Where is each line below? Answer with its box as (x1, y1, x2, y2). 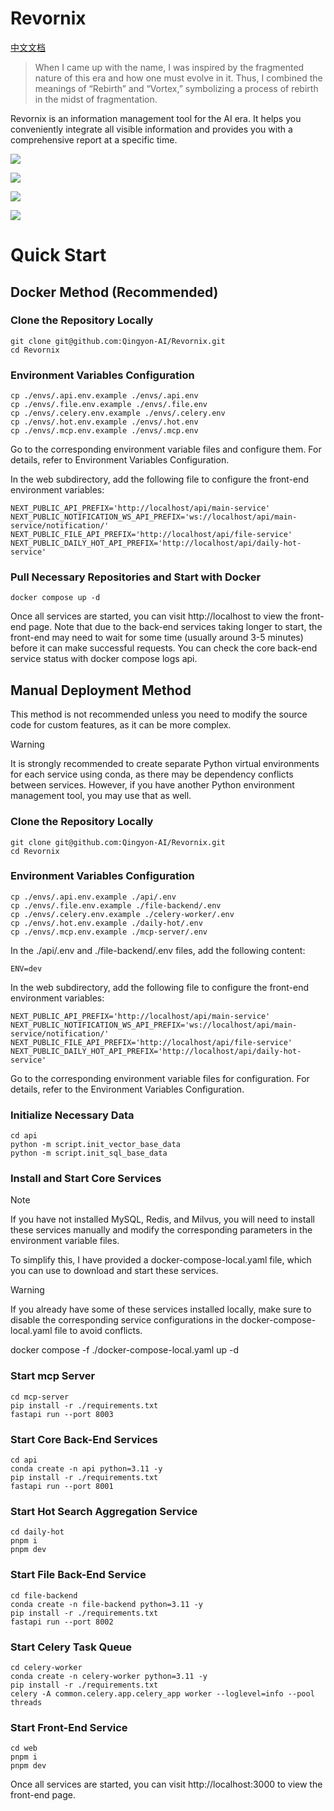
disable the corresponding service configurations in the (10, 1314, 239, 1326)
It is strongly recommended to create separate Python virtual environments (10, 758, 320, 770)
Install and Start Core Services (10, 1172, 162, 1186)
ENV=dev (10, 963, 43, 974)
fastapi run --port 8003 (10, 1409, 114, 1419)
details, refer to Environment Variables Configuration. (10, 454, 230, 466)
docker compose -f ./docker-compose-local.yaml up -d (10, 1344, 239, 1356)
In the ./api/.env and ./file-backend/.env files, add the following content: (10, 944, 306, 956)
